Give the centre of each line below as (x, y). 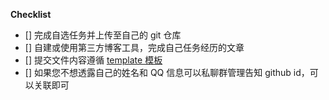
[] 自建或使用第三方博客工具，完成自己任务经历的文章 (134, 47)
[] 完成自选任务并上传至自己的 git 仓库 (103, 35)
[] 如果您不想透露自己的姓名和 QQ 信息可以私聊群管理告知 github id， (167, 72)
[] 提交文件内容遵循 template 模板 (93, 60)
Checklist (31, 14)
